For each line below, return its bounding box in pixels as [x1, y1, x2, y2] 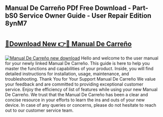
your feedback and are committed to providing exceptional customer [5, 81, 143, 87]
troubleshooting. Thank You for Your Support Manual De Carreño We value [5, 76, 156, 82]
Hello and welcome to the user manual [81, 55, 159, 61]
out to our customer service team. [5, 108, 74, 113]
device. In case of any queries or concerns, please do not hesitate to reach [5, 102, 157, 108]
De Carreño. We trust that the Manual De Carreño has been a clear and [5, 92, 148, 97]
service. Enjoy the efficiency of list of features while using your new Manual [5, 87, 158, 92]
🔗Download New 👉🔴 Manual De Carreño [5, 39, 132, 48]
